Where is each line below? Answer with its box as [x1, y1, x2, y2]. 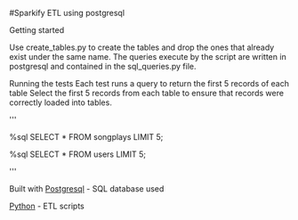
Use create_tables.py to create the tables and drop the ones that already [9, 42, 275, 53]
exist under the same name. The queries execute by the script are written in [9, 52, 286, 61]
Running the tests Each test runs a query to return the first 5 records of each [9, 78, 289, 88]
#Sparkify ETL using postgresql [9, 8, 125, 18]
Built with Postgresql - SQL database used [9, 183, 165, 194]
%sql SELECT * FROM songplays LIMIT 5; [9, 132, 164, 142]
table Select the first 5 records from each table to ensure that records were [9, 88, 285, 98]
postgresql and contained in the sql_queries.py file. [9, 61, 197, 71]
